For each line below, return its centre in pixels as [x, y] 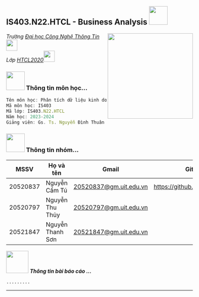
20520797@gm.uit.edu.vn [110, 207]
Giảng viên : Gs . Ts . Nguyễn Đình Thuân [55, 122]
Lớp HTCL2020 [25, 59]
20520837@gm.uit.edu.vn [110, 187]
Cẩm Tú [57, 190]
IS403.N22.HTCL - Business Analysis [77, 22]
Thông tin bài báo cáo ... [60, 271]
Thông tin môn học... [57, 88]
